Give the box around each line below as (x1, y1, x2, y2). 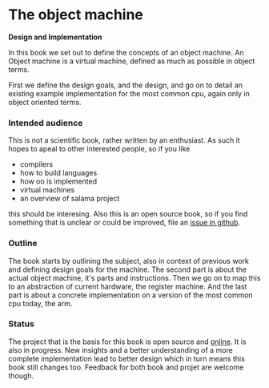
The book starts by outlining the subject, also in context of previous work (8, 256, 250, 265)
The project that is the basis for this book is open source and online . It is (8, 337, 247, 346)
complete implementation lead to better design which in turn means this (8, 354, 246, 363)
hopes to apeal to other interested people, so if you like (8, 144, 191, 154)
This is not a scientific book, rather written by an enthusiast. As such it (8, 135, 240, 145)
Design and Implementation (8, 32, 102, 42)
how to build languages (19, 168, 98, 178)
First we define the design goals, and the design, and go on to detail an (8, 80, 243, 90)
